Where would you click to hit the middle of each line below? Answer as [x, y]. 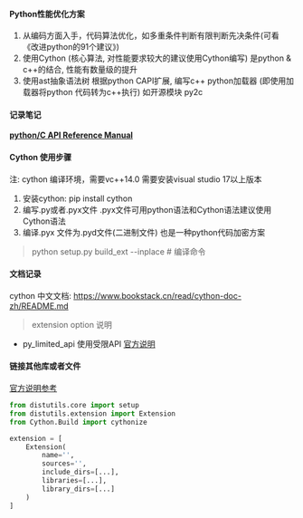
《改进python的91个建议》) [71, 47]
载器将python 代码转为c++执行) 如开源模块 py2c [113, 92]
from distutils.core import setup [75, 406]
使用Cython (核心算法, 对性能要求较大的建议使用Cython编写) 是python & [157, 58]
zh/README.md [39, 306]
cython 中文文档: [41, 295]
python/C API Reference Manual [71, 135]
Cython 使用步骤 [41, 157]
